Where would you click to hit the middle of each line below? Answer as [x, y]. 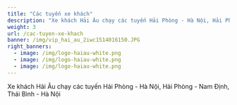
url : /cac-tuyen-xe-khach [45, 33]
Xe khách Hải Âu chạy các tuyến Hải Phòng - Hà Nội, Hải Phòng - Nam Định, [119, 86]
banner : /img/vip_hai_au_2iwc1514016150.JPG [74, 40]
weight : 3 [22, 27]
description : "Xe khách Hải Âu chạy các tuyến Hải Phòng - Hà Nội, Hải [115, 20]
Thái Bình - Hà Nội [34, 94]
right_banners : [30, 47]
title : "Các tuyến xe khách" [50, 14]
